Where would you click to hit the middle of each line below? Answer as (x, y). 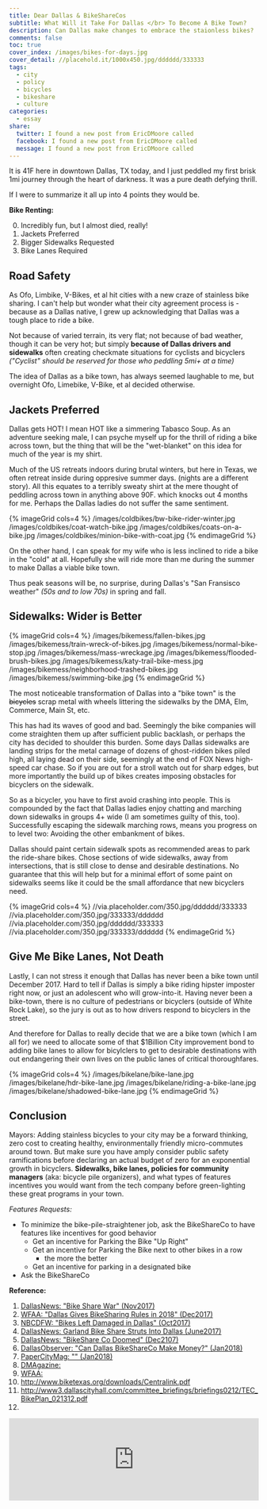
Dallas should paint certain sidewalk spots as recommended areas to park (130, 849)
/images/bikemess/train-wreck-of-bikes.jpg (80, 644)
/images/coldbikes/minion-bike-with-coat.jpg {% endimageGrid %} (147, 535)
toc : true (25, 45)
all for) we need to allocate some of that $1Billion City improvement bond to (132, 1041)
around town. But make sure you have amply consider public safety (119, 1152)
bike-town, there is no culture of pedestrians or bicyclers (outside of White (131, 1001)
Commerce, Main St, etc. (50, 710)
